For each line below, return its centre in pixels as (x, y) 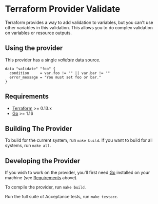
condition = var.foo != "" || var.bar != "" (60, 73)
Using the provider (34, 48)
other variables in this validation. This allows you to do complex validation (79, 27)
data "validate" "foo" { (30, 69)
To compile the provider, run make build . (46, 187)
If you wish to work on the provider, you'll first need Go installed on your (78, 173)
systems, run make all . (28, 146)
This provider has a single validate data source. (53, 60)
